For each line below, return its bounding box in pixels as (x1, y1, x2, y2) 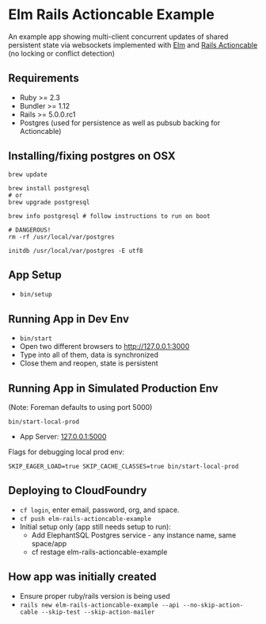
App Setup (8, 268, 62, 281)
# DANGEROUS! (8, 226, 51, 234)
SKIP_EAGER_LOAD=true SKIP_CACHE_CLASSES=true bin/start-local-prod (8, 462, 239, 470)
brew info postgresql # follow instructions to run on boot (8, 212, 211, 220)
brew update (8, 170, 47, 178)
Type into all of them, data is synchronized (19, 350, 159, 360)
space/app (31, 538, 67, 548)
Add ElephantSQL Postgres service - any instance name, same (31, 530, 237, 540)
